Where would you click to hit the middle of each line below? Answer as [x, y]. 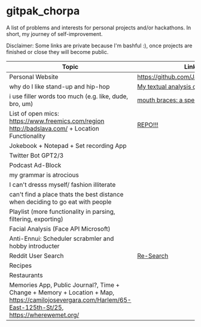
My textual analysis [164, 86]
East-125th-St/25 [36, 307]
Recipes [20, 265]
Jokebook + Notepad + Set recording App [68, 146]
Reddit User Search [36, 256]
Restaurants [26, 275]
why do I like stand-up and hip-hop [60, 86]
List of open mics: [34, 113]
